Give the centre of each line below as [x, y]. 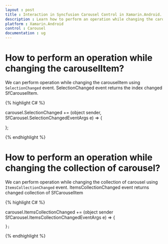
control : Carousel [25, 29]
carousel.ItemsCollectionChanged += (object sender [59, 212]
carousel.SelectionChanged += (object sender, [53, 112]
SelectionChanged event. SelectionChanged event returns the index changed [84, 88]
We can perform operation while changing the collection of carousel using [81, 182]
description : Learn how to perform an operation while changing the [79, 19]
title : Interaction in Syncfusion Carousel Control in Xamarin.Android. [84, 15]
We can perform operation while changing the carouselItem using [73, 82]
